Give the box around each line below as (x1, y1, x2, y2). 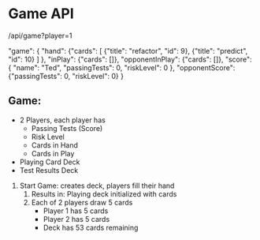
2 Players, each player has (19, 115, 106, 125)
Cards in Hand (31, 140, 79, 150)
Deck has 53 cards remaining (43, 223, 139, 232)
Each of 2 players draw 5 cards (31, 197, 133, 207)
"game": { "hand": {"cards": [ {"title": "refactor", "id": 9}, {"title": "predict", (8, 46, 248, 55)
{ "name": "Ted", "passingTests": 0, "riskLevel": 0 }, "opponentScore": (8, 62, 236, 72)
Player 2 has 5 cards (43, 214, 110, 223)
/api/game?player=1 (8, 31, 72, 40)
